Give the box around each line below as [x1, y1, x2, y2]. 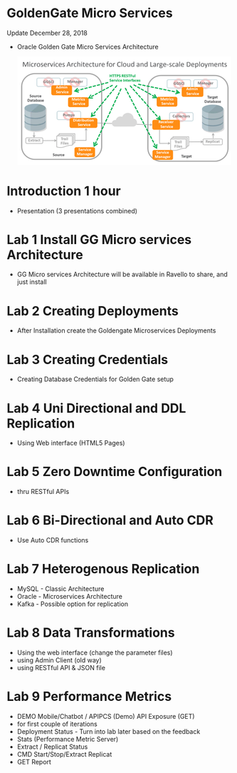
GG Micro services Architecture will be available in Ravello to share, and [16, 270, 228, 279]
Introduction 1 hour [6, 183, 122, 199]
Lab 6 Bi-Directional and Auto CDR [6, 512, 214, 529]
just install [16, 278, 47, 286]
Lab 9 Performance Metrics [6, 689, 172, 704]
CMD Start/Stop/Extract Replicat [16, 749, 112, 758]
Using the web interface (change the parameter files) [16, 648, 173, 657]
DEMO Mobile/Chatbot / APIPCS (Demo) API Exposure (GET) [16, 712, 195, 720]
